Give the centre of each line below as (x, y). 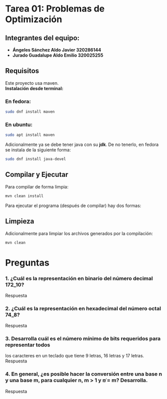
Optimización (34, 19)
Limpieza (20, 221)
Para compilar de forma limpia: (37, 186)
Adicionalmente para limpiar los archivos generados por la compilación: (79, 233)
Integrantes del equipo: (42, 38)
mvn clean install (24, 196)
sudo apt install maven (30, 135)
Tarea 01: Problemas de (55, 9)
